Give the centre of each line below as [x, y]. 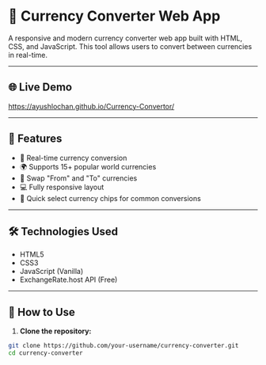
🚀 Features [35, 139]
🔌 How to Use [42, 312]
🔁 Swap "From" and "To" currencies [78, 178]
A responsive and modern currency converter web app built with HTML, [125, 38]
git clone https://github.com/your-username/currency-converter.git [123, 346]
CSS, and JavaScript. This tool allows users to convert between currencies [130, 46]
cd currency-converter [46, 353]
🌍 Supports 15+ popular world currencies [88, 166]
